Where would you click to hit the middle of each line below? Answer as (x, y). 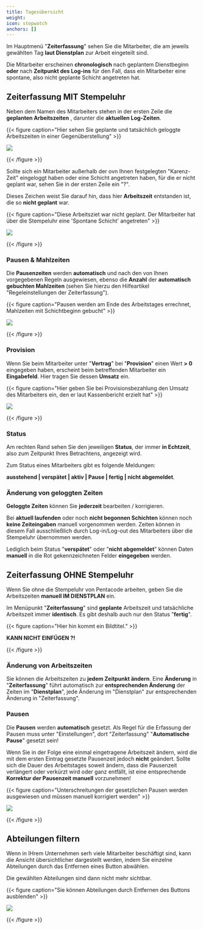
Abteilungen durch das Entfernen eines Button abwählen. (78, 866)
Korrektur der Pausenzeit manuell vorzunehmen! (69, 778)
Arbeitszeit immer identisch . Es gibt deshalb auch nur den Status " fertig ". (99, 614)
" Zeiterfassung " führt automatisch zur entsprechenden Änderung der (96, 685)
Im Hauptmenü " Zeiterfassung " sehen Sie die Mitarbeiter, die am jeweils (98, 46)
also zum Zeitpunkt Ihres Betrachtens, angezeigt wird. (74, 453)
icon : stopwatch (27, 23)
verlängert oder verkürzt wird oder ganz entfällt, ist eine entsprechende (96, 772)
